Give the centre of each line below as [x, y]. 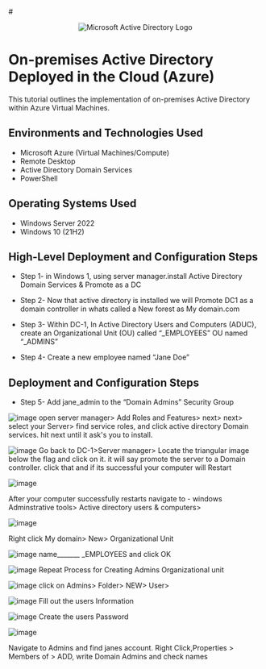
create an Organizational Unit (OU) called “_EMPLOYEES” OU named [134, 333]
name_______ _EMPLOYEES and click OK [105, 555]
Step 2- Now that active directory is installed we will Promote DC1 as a [137, 301]
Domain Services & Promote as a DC [81, 285]
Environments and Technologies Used [106, 133]
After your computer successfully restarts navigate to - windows [116, 499]
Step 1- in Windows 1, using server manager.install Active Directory [131, 276]
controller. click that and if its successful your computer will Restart [120, 467]
